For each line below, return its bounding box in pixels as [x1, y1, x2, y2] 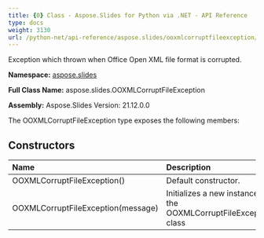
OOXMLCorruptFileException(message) [12, 203, 159, 214]
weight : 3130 [8, 26, 51, 34]
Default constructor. [166, 175, 240, 186]
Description [166, 162, 211, 173]
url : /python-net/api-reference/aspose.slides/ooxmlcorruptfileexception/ [8, 33, 258, 42]
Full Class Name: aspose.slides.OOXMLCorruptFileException [8, 86, 206, 95]
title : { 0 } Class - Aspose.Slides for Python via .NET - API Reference [8, 11, 247, 20]
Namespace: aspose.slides [8, 70, 97, 79]
